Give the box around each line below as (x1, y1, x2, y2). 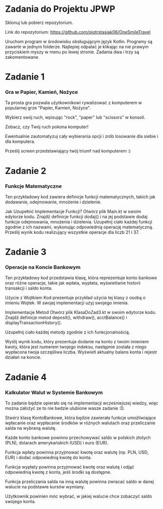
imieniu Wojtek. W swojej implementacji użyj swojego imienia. (5, 300, 129, 306)
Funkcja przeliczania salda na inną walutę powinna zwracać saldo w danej (5, 478, 154, 485)
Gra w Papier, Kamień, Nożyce (5, 89, 78, 96)
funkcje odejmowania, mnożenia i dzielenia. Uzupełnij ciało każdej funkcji (5, 219, 152, 224)
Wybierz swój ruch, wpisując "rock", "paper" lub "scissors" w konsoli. (5, 114, 145, 120)
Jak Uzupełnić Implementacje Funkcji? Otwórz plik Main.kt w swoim (5, 208, 142, 214)
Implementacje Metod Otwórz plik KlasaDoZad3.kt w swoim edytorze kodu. (5, 310, 157, 315)
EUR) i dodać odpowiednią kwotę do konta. (5, 454, 92, 460)
